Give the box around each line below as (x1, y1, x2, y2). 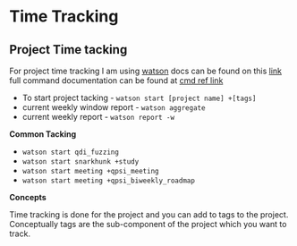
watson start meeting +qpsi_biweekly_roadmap (21, 176, 195, 185)
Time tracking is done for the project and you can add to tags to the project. (9, 209, 289, 220)
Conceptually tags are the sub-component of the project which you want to (9, 219, 287, 229)
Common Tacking (9, 129, 77, 140)
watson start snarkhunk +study (21, 157, 140, 166)
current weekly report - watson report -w (21, 112, 175, 122)
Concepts (9, 192, 47, 202)
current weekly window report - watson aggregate (21, 102, 206, 113)
